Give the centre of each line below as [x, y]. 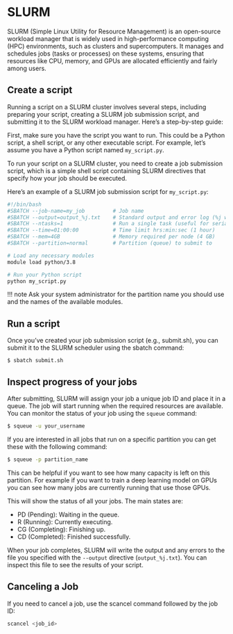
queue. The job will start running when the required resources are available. [115, 406]
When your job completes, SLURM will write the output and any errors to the [116, 550]
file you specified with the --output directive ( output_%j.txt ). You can [107, 558]
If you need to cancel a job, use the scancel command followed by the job [113, 603]
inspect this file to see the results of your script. [75, 564]
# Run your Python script [44, 275]
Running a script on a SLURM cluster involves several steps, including [107, 107]
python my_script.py [37, 281]
